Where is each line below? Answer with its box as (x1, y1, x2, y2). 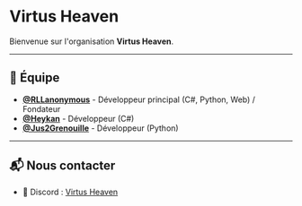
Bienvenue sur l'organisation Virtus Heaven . (9, 36, 174, 47)
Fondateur (22, 103, 61, 114)
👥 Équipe (9, 70, 60, 86)
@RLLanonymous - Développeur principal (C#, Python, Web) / (22, 94, 256, 105)
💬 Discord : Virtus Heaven (22, 186, 119, 197)
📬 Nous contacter (9, 159, 116, 174)
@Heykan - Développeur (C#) (22, 113, 135, 124)
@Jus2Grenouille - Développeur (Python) (22, 123, 179, 133)
